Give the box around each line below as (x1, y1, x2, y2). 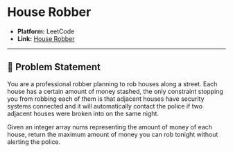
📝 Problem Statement (7, 61, 101, 73)
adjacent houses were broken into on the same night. (7, 109, 159, 118)
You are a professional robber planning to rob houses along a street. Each (7, 79, 218, 88)
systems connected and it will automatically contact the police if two (7, 102, 203, 110)
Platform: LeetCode (17, 27, 75, 35)
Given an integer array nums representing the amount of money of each (7, 122, 213, 131)
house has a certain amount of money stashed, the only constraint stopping (7, 87, 223, 95)
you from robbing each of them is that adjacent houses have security (7, 95, 205, 103)
